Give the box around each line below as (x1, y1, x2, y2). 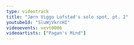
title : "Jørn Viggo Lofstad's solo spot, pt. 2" (6, 14, 129, 20)
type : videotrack (6, 8, 49, 15)
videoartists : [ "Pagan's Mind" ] (6, 30, 86, 36)
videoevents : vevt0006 (6, 25, 62, 31)
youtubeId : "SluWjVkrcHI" (6, 19, 70, 25)
